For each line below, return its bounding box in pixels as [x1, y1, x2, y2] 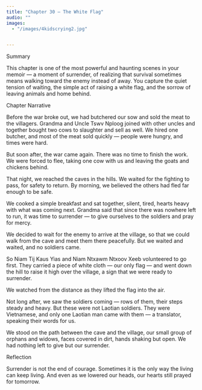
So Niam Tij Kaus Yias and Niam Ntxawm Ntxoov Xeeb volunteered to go [6, 255, 187, 263]
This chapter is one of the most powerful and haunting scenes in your [6, 65, 179, 72]
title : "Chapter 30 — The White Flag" [6, 8, 104, 15]
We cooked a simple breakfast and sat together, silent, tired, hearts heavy [6, 200, 190, 207]
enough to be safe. [6, 188, 53, 196]
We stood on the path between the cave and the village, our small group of [6, 329, 192, 336]
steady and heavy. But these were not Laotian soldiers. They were [6, 304, 171, 312]
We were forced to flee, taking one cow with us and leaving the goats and [6, 158, 189, 165]
